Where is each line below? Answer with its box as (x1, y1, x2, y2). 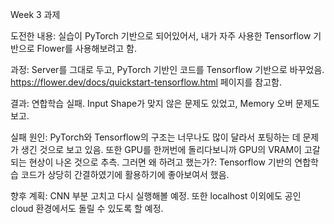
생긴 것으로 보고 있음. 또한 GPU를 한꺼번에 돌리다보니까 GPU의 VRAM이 (20, 144, 302, 155)
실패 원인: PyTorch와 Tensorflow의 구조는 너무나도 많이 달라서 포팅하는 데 (10, 131, 301, 143)
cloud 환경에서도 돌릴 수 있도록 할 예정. (10, 203, 164, 214)
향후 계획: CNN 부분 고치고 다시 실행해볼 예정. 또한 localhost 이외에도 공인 (10, 190, 302, 202)
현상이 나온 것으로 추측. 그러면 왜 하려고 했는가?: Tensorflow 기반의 (28, 156, 293, 168)
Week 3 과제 (10, 9, 61, 20)
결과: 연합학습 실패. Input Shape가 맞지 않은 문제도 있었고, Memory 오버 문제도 (10, 98, 320, 109)
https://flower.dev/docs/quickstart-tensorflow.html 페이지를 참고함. (10, 76, 282, 88)
